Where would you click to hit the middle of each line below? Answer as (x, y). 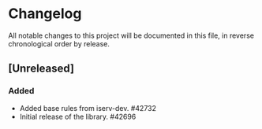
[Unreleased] (41, 69)
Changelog (45, 14)
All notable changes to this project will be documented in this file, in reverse (131, 35)
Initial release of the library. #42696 (78, 116)
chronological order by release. (59, 43)
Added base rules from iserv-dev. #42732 (88, 108)
